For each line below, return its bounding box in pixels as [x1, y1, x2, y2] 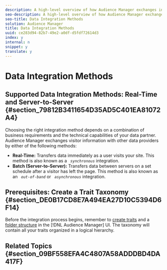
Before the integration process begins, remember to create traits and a [5, 217, 150, 223]
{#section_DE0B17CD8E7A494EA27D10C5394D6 [5, 195, 162, 204]
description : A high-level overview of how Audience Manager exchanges [5, 7, 157, 12]
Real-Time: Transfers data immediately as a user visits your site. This [12, 152, 155, 158]
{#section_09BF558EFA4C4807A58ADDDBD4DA [5, 250, 161, 258]
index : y [5, 35, 23, 40]
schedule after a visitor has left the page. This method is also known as [12, 168, 158, 174]
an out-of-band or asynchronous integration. [12, 173, 106, 179]
